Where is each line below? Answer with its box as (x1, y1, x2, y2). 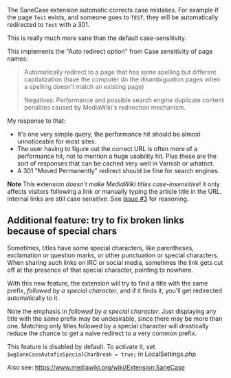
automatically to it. (7, 293, 60, 302)
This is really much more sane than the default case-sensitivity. (7, 34, 187, 42)
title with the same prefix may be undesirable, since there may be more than (7, 314, 223, 323)
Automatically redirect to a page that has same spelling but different (23, 68, 217, 76)
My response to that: (7, 117, 66, 125)
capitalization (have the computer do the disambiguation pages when (23, 75, 221, 83)
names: (7, 54, 28, 63)
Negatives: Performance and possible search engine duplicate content (23, 96, 224, 104)
